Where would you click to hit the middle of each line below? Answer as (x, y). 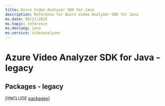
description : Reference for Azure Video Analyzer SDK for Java (72, 14)
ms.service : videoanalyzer (33, 33)
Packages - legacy (34, 86)
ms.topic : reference (27, 24)
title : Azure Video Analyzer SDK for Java (50, 10)
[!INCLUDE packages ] (27, 98)
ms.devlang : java (23, 28)
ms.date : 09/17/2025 (27, 19)
